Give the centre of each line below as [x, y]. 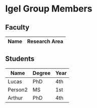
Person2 [18, 89]
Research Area [45, 41]
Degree [41, 73]
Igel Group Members [49, 9]
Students [20, 59]
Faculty [17, 27]
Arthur [15, 97]
